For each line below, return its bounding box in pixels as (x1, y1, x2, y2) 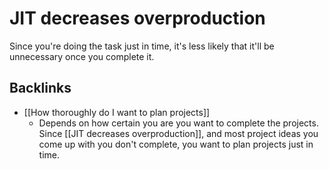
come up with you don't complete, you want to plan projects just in (38, 138, 314, 150)
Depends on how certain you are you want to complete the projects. (38, 117, 319, 129)
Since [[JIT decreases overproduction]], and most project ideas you (38, 127, 319, 139)
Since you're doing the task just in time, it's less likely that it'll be (9, 40, 275, 52)
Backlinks (9, 80, 72, 97)
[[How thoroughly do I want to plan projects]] (23, 106, 211, 118)
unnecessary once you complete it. (9, 50, 155, 62)
